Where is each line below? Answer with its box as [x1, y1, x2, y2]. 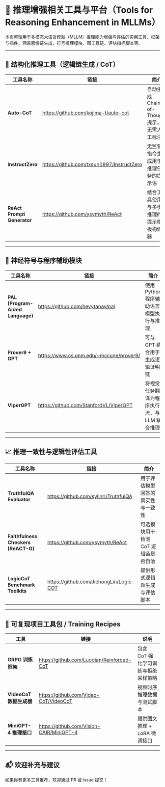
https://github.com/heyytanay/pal [38, 303, 115, 310]
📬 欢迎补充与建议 [5, 760, 60, 769]
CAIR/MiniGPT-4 [38, 729, 78, 736]
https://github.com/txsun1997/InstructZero [42, 161, 142, 167]
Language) [7, 312, 33, 319]
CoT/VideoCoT [38, 698, 73, 705]
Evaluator [7, 496, 31, 503]
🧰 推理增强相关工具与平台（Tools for [5, 4, 153, 16]
